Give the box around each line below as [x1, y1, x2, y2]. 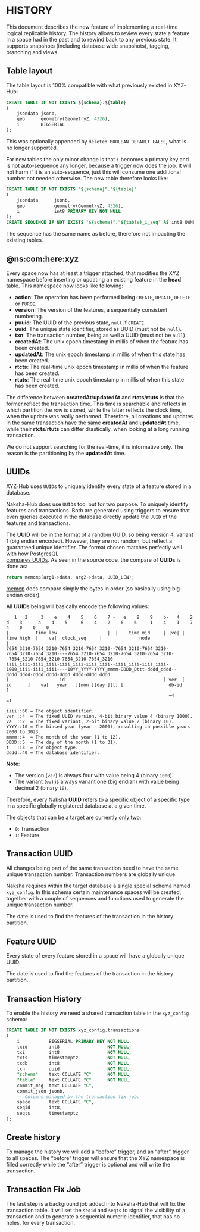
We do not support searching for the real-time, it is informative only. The [6, 443, 183, 450]
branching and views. [6, 48, 60, 55]
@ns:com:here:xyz [6, 254, 79, 264]
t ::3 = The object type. [6, 745, 79, 751]
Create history [6, 1132, 61, 1143]
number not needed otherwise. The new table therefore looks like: [6, 175, 168, 182]
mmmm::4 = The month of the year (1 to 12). [6, 734, 121, 740]
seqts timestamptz [17, 1111, 79, 1117]
